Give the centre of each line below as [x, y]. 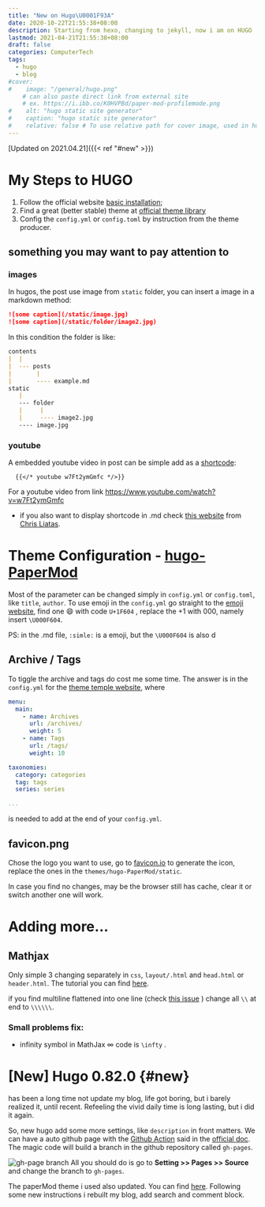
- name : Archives [51, 716]
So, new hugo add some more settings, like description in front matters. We [132, 1130]
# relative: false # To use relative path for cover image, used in [128, 126]
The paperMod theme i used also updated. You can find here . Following [125, 1186]
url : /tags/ [49, 746]
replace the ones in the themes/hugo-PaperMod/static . [95, 871]
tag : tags [31, 782]
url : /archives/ [56, 724]
